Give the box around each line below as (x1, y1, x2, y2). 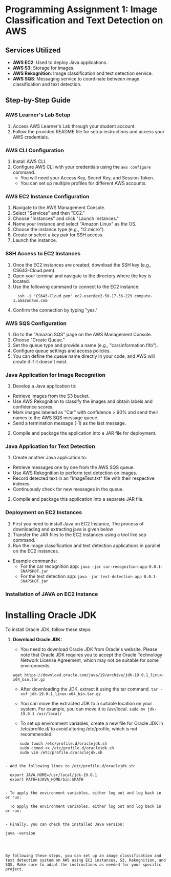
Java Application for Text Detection (5, 443, 96, 450)
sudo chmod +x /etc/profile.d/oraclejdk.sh (19, 745, 114, 750)
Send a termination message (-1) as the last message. (12, 420, 126, 426)
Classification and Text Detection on (5, 14, 163, 26)
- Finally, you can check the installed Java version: (5, 822, 125, 827)
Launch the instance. (12, 237, 57, 243)
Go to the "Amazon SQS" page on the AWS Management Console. (12, 331, 153, 337)
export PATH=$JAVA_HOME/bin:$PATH (10, 777, 83, 782)
